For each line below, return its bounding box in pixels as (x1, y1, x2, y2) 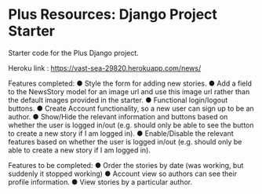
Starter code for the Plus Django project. (8, 48, 139, 57)
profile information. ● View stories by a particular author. (8, 177, 193, 186)
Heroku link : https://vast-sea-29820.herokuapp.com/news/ (8, 63, 202, 72)
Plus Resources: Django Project (8, 5, 218, 24)
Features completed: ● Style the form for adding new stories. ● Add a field (8, 79, 253, 88)
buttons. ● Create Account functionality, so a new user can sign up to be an (8, 104, 255, 113)
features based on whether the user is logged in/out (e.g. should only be (8, 137, 242, 146)
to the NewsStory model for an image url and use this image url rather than (8, 86, 250, 96)
